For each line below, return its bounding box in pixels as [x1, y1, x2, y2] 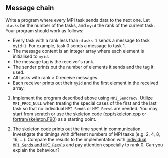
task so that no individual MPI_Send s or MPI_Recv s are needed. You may [12, 105, 158, 111]
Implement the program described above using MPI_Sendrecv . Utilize [12, 95, 153, 101]
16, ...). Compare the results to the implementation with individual [12, 136, 147, 142]
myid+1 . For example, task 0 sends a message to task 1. [12, 42, 126, 49]
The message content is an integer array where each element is [12, 48, 144, 54]
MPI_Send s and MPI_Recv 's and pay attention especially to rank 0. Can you [12, 142, 163, 148]
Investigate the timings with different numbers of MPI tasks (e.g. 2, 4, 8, [12, 131, 160, 137]
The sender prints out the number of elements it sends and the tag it [12, 64, 154, 70]
